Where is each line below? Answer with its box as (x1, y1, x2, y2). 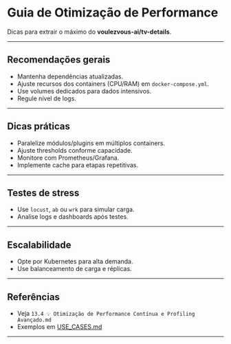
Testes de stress (7, 187, 80, 199)
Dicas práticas (7, 120, 70, 132)
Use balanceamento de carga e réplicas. (16, 265, 132, 273)
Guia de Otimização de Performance (7, 5, 219, 21)
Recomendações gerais (7, 54, 111, 66)
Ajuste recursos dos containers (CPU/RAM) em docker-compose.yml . (16, 79, 210, 87)
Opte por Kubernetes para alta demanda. (16, 257, 133, 266)
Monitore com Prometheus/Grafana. (16, 153, 120, 162)
